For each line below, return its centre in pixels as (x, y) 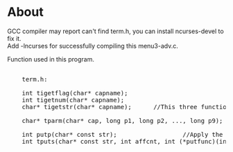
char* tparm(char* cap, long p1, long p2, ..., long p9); (122, 121)
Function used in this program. (51, 59)
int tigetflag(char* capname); (75, 93)
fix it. (15, 38)
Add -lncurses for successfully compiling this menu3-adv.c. (93, 46)
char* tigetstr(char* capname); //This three (110, 107)
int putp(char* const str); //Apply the (122, 134)
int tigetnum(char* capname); (73, 100)
